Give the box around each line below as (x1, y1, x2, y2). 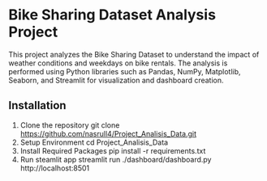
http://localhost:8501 (19, 163, 90, 173)
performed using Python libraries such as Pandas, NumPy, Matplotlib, (8, 66, 241, 76)
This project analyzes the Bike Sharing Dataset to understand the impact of (8, 49, 260, 59)
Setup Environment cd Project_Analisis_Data (19, 137, 169, 147)
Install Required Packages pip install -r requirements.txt (19, 145, 206, 155)
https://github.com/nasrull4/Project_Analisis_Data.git (19, 128, 197, 138)
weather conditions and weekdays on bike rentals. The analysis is (8, 58, 228, 68)
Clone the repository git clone (19, 120, 120, 130)
